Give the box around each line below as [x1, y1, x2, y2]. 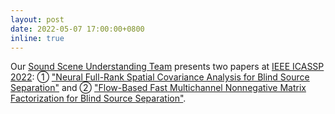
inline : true [10, 33, 65, 43]
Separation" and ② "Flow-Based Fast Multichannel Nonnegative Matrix [10, 82, 307, 94]
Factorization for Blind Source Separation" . [10, 92, 187, 105]
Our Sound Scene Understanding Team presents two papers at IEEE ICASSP [10, 61, 325, 73]
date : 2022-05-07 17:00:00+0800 [10, 24, 145, 34]
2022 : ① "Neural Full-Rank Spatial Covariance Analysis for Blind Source [10, 71, 310, 83]
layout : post [10, 14, 65, 25]
